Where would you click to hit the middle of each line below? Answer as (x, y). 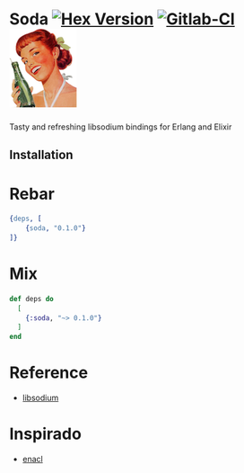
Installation (41, 155)
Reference (48, 373)
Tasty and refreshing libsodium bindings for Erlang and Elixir (121, 127)
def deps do (31, 299)
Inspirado (46, 434)
